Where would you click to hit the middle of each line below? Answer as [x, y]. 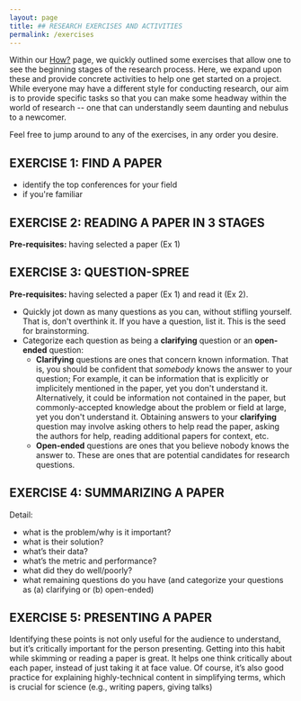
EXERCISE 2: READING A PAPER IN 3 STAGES [137, 223]
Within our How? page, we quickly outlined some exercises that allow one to [150, 60]
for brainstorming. [56, 330]
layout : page [34, 18]
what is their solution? [63, 542]
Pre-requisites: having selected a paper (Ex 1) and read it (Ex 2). [129, 294]
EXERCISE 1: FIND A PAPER [86, 163]
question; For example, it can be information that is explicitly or [152, 378]
